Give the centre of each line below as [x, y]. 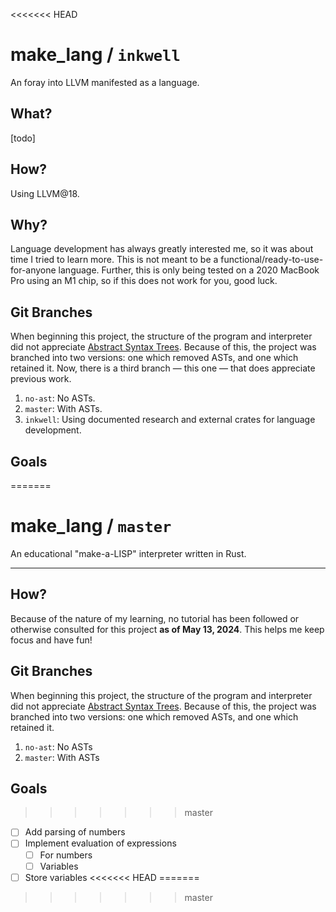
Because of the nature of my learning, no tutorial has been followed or [155, 618]
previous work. [41, 379]
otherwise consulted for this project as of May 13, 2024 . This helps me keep [167, 629]
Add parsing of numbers [75, 832]
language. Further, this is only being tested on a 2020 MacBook [189, 270]
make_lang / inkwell [95, 55]
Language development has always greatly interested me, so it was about [162, 249]
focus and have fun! [51, 640]
